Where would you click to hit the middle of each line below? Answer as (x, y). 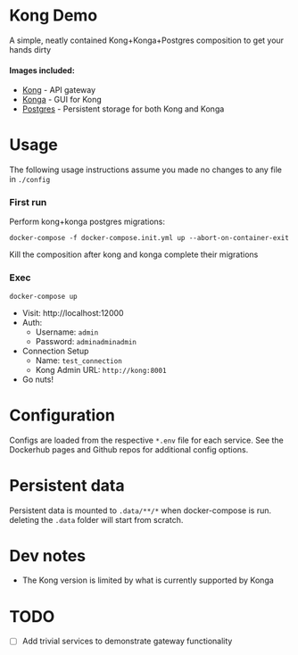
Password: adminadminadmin (86, 341)
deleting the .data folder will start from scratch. (96, 519)
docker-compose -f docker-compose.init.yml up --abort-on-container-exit (149, 238)
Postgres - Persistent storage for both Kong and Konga (123, 109)
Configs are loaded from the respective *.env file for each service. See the (146, 440)
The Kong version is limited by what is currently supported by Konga (148, 580)
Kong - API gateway (59, 90)
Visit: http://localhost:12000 (73, 312)
